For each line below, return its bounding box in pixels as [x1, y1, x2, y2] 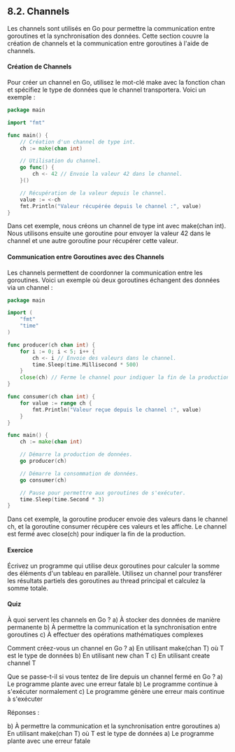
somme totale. [7, 584, 49, 592]
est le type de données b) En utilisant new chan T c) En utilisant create [7, 651, 211, 660]
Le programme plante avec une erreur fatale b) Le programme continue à [7, 679, 218, 688]
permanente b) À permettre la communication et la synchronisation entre [7, 622, 218, 631]
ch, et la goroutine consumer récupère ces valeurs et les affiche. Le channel [7, 522, 227, 531]
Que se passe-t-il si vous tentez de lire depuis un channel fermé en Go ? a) [7, 672, 223, 681]
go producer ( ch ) [20, 458, 68, 465]
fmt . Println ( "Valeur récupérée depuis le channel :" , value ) [20, 202, 201, 209]
